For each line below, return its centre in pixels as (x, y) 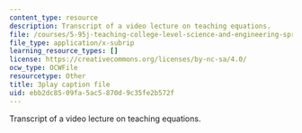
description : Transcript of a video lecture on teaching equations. (140, 26)
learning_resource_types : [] (64, 51)
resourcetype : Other (48, 76)
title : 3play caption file (60, 84)
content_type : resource (54, 18)
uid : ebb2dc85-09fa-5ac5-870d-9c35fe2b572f (92, 93)
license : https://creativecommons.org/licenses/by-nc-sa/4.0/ (128, 59)
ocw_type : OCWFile (44, 68)
